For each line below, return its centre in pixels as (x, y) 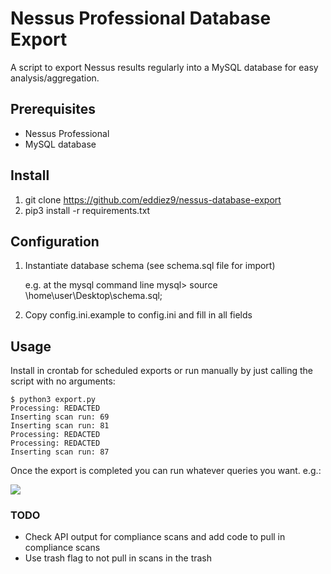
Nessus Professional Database (141, 18)
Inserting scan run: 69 (60, 417)
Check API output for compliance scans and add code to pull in (155, 537)
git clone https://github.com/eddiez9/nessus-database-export (153, 199)
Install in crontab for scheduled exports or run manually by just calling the (162, 371)
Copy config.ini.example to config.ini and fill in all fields (138, 315)
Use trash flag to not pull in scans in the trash (118, 558)
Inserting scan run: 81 (60, 426)
